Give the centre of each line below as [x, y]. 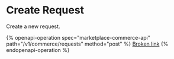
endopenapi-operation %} [38, 50]
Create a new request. [33, 26]
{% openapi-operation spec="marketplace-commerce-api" [78, 37]
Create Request [45, 10]
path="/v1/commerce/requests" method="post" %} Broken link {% [87, 44]
